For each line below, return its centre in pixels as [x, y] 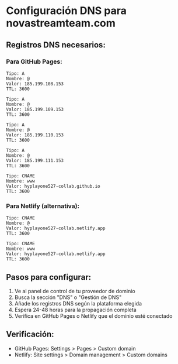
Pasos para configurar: [49, 277]
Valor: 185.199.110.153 [35, 135]
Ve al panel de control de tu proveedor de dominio [75, 291]
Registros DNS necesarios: [56, 45]
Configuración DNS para [66, 11]
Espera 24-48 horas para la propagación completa [76, 310]
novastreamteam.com [61, 23]
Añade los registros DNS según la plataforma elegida [78, 303]
